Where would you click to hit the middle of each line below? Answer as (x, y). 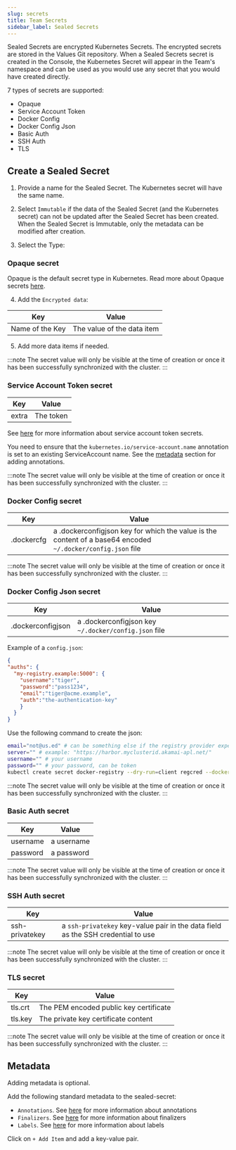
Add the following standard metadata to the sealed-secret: (92, 1097)
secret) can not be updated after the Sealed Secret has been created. (118, 217)
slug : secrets (28, 14)
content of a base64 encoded (102, 540)
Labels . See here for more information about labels (91, 1125)
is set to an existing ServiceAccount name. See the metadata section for (112, 454)
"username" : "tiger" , (50, 680)
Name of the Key (38, 329)
